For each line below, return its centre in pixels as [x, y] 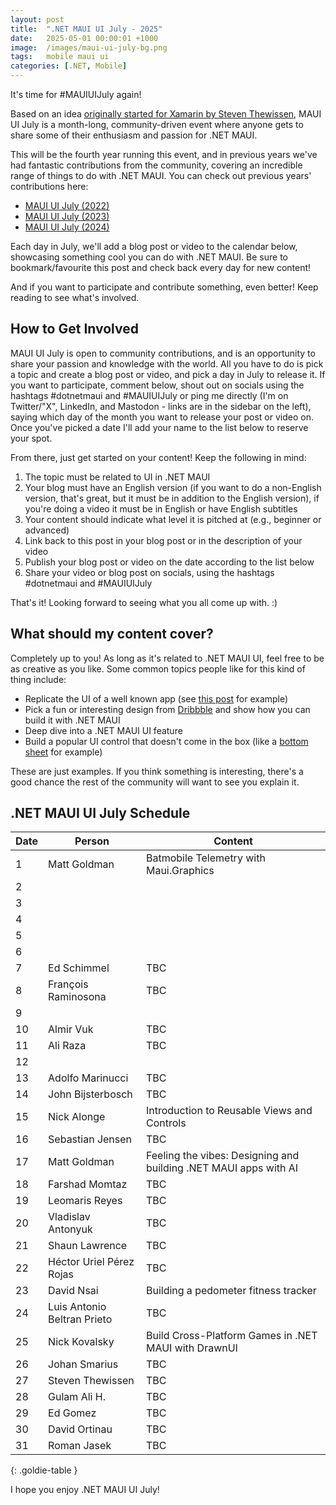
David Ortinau [80, 1429]
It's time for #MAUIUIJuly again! [76, 94]
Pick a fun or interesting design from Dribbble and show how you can [167, 709]
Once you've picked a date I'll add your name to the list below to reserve [159, 427]
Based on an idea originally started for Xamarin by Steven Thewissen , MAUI [166, 114]
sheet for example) [63, 752]
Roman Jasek [80, 1446]
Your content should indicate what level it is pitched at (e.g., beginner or [173, 519]
